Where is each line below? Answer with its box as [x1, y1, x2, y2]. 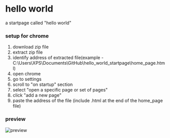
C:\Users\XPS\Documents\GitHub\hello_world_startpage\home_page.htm [12, 60, 165, 66]
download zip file [12, 44, 49, 50]
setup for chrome [5, 32, 49, 39]
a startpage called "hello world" [5, 20, 72, 26]
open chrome [12, 71, 41, 77]
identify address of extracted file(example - [12, 55, 104, 61]
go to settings [12, 76, 42, 82]
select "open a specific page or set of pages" [12, 87, 108, 93]
